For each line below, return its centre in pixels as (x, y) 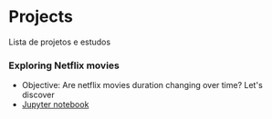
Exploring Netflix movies (64, 65)
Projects (41, 17)
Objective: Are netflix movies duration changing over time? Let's (142, 85)
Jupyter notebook (55, 104)
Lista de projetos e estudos (60, 42)
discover (38, 95)
